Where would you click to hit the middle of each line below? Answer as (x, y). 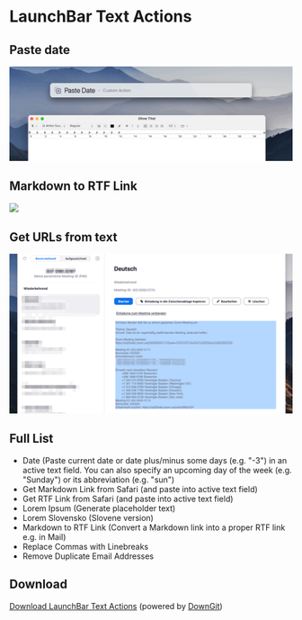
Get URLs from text (63, 237)
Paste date (40, 50)
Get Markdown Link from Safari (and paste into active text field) (140, 489)
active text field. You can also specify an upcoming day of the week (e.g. (157, 470)
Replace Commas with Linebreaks (85, 546)
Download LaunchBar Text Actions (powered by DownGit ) (116, 606)
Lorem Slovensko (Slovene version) (88, 517)
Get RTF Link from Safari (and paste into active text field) (128, 499)
